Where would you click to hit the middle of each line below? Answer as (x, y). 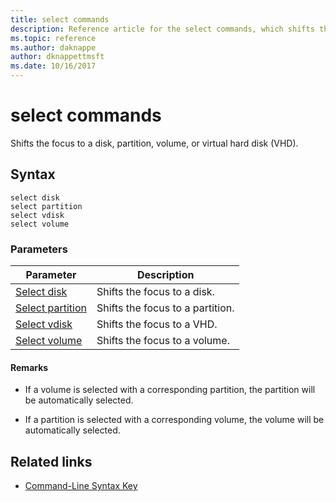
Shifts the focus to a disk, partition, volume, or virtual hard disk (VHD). (154, 143)
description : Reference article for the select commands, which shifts (162, 29)
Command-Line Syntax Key (81, 486)
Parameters (39, 249)
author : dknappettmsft (57, 57)
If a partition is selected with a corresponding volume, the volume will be (174, 420)
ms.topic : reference (53, 38)
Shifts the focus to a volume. (163, 341)
